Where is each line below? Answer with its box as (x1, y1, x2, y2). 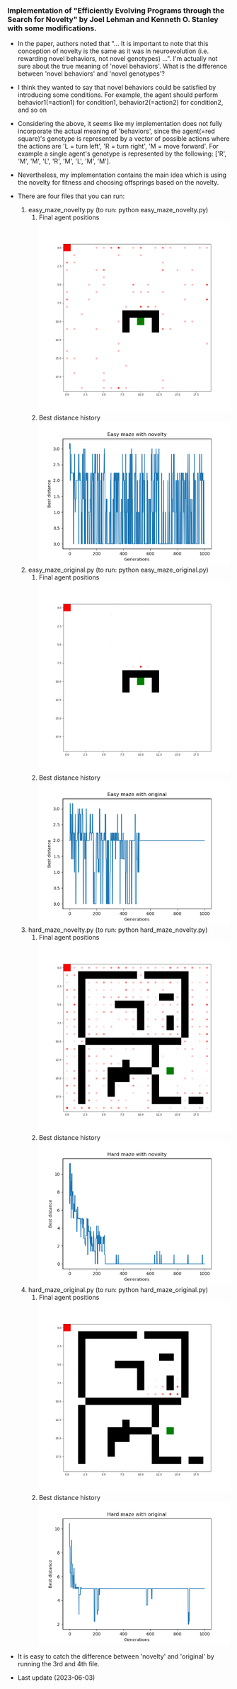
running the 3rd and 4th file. (17, 1659, 100, 1668)
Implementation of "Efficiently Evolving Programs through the (7, 6, 225, 16)
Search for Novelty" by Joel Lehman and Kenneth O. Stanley (7, 14, 219, 24)
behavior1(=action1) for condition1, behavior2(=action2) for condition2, (17, 98, 224, 107)
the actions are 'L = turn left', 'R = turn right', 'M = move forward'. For (17, 142, 219, 151)
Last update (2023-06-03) (17, 1673, 96, 1682)
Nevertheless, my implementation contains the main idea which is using (17, 171, 227, 179)
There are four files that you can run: (17, 192, 125, 200)
